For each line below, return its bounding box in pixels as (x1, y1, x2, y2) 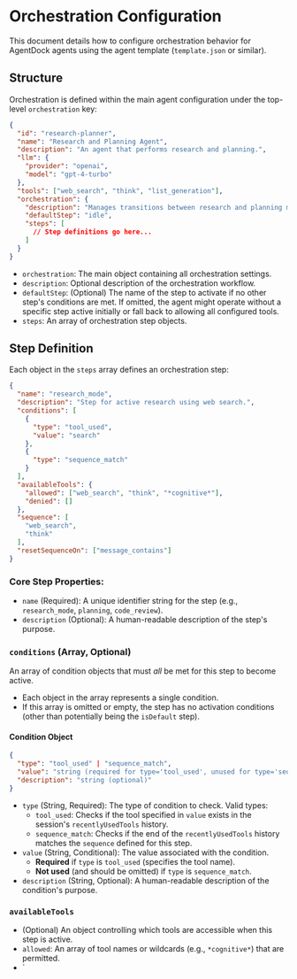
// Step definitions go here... (32, 227, 152, 236)
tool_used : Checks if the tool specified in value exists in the (34, 809, 252, 820)
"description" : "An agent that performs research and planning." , (17, 145, 267, 154)
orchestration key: (27, 104, 97, 114)
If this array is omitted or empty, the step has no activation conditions (21, 702, 275, 713)
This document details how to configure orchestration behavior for (9, 35, 252, 46)
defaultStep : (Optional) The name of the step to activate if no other (21, 287, 267, 297)
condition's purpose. (21, 884, 98, 895)
